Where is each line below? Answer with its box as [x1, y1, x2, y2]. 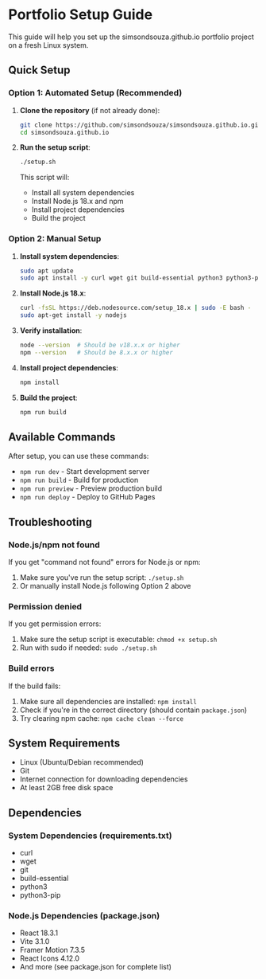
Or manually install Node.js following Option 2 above [19, 582, 191, 591]
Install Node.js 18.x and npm [31, 197, 125, 206]
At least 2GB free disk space [19, 783, 114, 793]
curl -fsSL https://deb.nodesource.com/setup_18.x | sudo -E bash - [19, 304, 252, 312]
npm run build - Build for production [19, 476, 139, 485]
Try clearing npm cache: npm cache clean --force [19, 713, 184, 723]
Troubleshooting [8, 515, 93, 529]
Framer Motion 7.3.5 [19, 946, 86, 955]
